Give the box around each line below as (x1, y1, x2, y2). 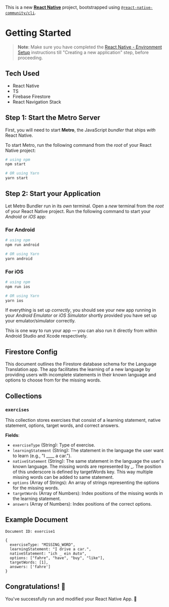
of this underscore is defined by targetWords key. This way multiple (12, 469, 153, 475)
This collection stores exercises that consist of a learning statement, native (5, 417, 161, 423)
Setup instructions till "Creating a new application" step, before (17, 49, 149, 55)
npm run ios (5, 284, 30, 289)
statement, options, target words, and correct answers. (5, 422, 120, 428)
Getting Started (5, 27, 72, 39)
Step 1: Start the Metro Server (5, 114, 100, 122)
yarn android (5, 256, 33, 261)
